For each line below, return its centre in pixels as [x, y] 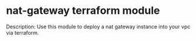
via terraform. [23, 32]
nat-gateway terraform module [83, 11]
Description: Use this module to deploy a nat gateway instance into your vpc [98, 27]
